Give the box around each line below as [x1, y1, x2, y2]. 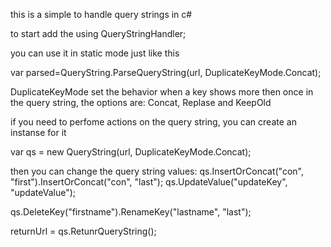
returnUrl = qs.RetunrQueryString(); [10, 225, 157, 237]
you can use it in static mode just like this [10, 47, 180, 59]
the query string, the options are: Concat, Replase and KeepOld [10, 97, 272, 108]
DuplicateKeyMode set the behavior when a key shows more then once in [10, 86, 314, 98]
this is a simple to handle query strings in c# [10, 9, 193, 20]
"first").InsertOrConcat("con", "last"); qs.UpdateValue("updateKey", [10, 176, 288, 188]
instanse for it [10, 127, 67, 138]
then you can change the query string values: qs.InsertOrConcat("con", [10, 165, 304, 177]
